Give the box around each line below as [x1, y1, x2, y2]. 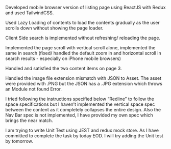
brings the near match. [5, 117, 54, 124]
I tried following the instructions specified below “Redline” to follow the [5, 96, 154, 102]
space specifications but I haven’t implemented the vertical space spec [5, 101, 155, 107]
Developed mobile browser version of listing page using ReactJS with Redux [5, 5, 166, 10]
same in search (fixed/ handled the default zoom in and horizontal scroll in [5, 50, 162, 56]
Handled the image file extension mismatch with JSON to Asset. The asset [5, 75, 162, 81]
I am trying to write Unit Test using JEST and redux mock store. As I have [5, 127, 159, 133]
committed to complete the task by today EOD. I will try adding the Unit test [5, 133, 163, 139]
